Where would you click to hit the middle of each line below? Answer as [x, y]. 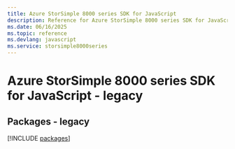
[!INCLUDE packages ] [39, 138]
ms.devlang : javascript [42, 40]
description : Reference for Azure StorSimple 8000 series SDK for [106, 20]
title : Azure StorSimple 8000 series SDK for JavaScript [92, 14]
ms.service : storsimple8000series [58, 46]
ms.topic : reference [37, 33]
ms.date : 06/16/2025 [37, 27]
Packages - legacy [48, 121]
